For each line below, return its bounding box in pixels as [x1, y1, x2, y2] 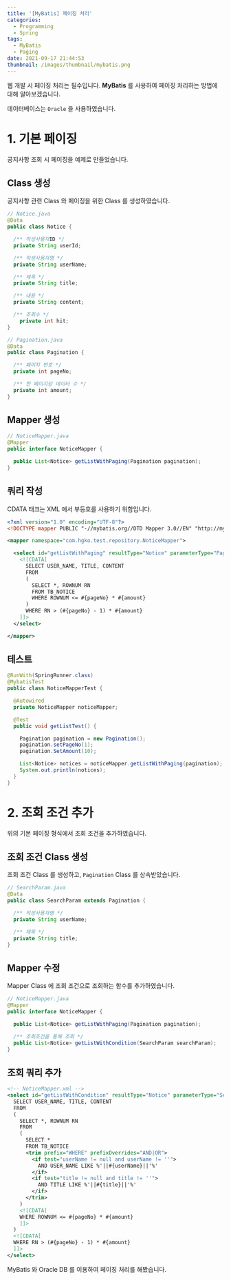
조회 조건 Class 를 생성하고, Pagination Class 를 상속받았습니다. [7, 871, 181, 879]
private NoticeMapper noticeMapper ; [13, 703, 118, 710]
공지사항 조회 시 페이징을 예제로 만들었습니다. [7, 155, 129, 163]
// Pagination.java [7, 336, 63, 343]
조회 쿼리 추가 [7, 1066, 62, 1078]
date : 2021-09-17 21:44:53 [7, 55, 85, 62]
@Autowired [13, 697, 45, 705]
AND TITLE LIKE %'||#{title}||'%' [37, 1181, 137, 1188]
